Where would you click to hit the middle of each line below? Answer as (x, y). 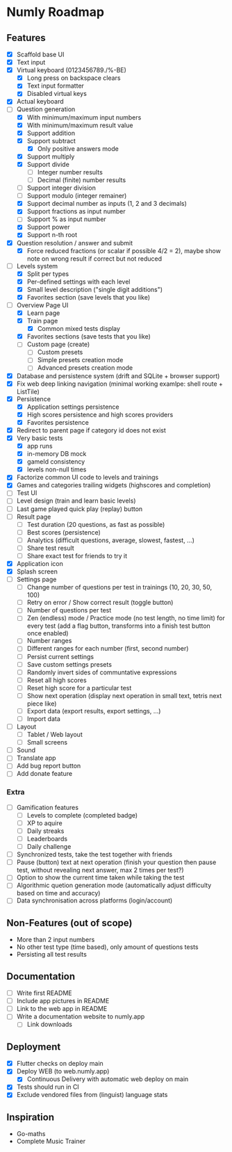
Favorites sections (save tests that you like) (89, 336)
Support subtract (51, 140)
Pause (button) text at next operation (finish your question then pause (116, 862)
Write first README (44, 993)
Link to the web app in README (62, 1009)
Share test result (50, 548)
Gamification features (48, 807)
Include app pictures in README (63, 1001)
